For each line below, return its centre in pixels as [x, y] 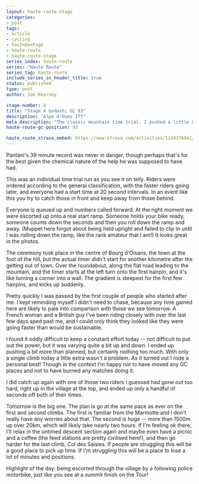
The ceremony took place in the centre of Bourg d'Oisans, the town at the [96, 253]
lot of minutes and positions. [41, 457]
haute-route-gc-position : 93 [42, 128]
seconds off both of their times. [44, 395]
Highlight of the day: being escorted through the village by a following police [99, 468]
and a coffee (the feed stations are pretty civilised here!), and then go [91, 438]
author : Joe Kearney [32, 95]
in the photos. [23, 241]
